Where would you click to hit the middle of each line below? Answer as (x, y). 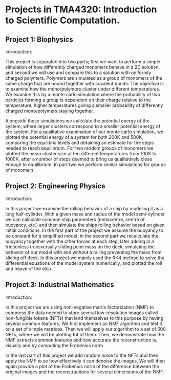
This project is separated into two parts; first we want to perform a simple (83, 62)
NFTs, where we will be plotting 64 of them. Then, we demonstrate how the (85, 334)
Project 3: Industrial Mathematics (60, 285)
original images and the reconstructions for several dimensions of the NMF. (85, 372)
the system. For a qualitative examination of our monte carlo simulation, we (84, 132)
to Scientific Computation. (63, 20)
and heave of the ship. (29, 268)
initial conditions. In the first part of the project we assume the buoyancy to (84, 230)
